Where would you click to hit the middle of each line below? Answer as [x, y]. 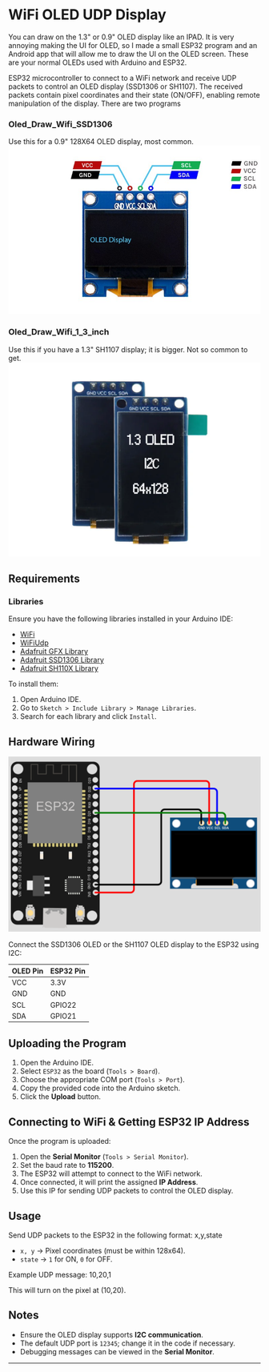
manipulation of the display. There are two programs [95, 103]
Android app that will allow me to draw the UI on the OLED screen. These [128, 54]
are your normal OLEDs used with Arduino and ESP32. [98, 62]
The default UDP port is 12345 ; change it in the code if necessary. [128, 1343]
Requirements [44, 578]
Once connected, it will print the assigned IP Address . [109, 1182]
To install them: [33, 684]
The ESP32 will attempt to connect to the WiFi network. [111, 1173]
